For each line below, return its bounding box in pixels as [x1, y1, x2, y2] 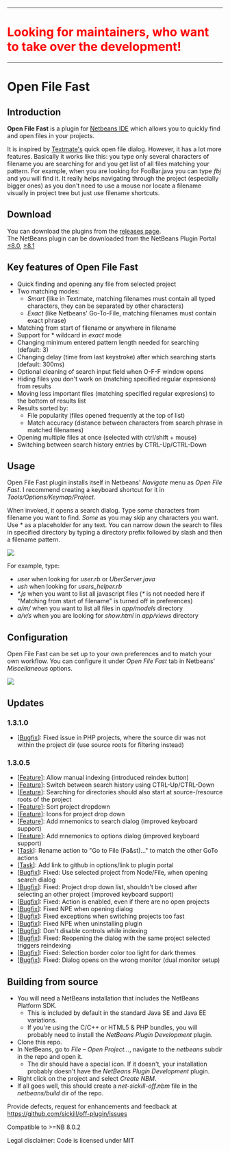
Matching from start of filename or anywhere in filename [16, 324, 177, 332]
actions [16, 853, 38, 862]
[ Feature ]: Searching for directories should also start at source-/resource [16, 788, 223, 796]
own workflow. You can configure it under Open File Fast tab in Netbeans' [7, 657, 216, 665]
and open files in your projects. [7, 131, 94, 139]
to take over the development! [7, 39, 181, 55]
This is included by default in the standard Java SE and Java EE [27, 1008, 207, 1017]
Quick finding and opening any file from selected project [16, 280, 177, 288]
